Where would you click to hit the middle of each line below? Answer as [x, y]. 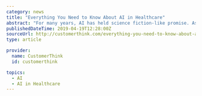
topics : [16, 73]
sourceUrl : [20, 34]
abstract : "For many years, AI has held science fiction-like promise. [98, 23]
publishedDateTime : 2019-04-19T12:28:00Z [59, 28]
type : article [24, 40]
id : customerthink [35, 61]
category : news [25, 12]
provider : [19, 51]
